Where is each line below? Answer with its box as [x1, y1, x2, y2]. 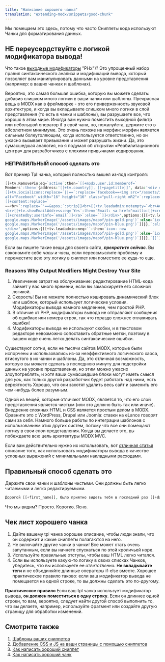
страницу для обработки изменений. [5, 608, 82, 614]
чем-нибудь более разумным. [5, 387, 69, 393]
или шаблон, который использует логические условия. [12, 299, 128, 305]
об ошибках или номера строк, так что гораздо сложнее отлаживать [12, 315, 158, 321]
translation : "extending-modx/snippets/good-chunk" [5, 12, 113, 17]
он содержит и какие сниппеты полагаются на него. [12, 536, 122, 542]
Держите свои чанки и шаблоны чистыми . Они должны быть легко [5, 480, 146, 486]
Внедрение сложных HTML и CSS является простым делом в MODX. [5, 407, 150, 413]
